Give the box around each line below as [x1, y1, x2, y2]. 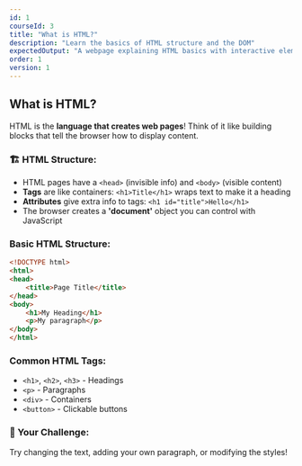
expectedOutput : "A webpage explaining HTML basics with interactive [9, 47, 276, 56]
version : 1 [9, 64, 50, 73]
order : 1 [9, 55, 42, 64]
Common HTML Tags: [9, 354, 106, 367]
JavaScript [22, 215, 63, 226]
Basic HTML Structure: [9, 237, 111, 250]
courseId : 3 [9, 22, 54, 31]
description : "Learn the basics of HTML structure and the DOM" [9, 38, 255, 48]
